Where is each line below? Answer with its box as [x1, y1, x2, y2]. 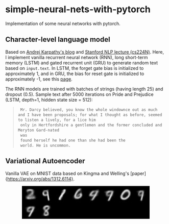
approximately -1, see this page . [5, 76, 73, 82]
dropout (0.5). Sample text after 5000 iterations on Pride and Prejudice [5, 91, 154, 97]
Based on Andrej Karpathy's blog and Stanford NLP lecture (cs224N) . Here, [5, 48, 164, 55]
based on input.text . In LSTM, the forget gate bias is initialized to [5, 65, 144, 71]
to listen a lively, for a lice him [17, 117, 96, 122]
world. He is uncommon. [20, 143, 71, 148]
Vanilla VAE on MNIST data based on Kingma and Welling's [5, 170, 129, 177]
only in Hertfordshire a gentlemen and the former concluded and [20, 122, 162, 128]
